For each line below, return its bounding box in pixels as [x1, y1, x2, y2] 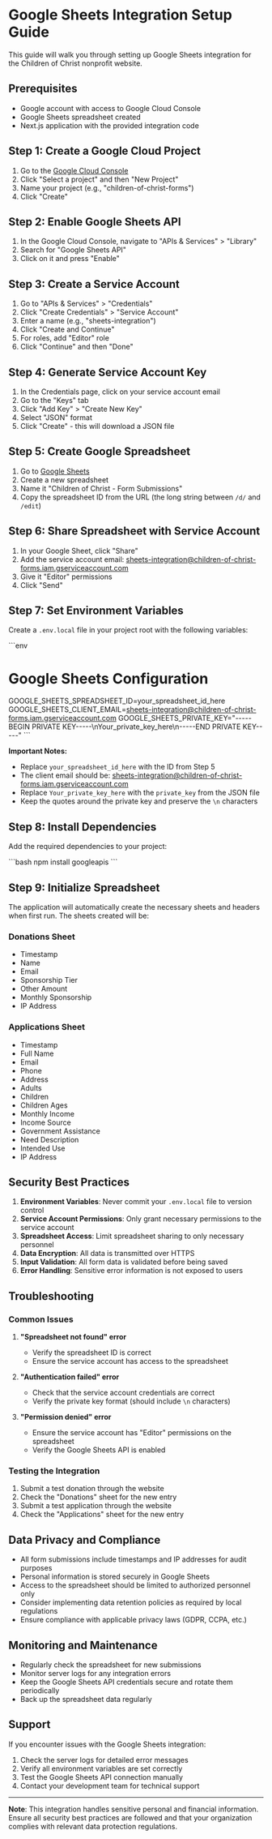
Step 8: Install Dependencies [8, 820, 157, 834]
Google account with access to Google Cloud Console [19, 103, 201, 113]
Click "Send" [19, 580, 63, 589]
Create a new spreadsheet [19, 474, 109, 484]
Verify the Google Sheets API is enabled [32, 1445, 166, 1455]
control [19, 1206, 45, 1215]
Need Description [19, 1134, 79, 1144]
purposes [19, 1563, 53, 1573]
